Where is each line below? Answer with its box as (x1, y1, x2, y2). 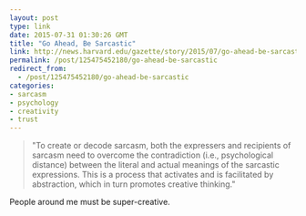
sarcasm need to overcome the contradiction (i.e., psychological (31, 149, 274, 160)
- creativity (9, 107, 59, 116)
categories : (9, 81, 55, 90)
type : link (9, 22, 51, 31)
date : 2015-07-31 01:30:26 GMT (9, 30, 128, 39)
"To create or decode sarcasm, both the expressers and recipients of (31, 140, 291, 151)
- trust (9, 115, 39, 124)
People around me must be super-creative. (9, 197, 170, 208)
